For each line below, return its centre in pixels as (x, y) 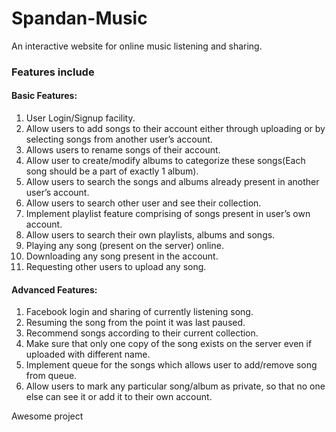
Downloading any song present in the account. (122, 256)
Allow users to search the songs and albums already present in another (172, 182)
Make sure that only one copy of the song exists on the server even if (169, 344)
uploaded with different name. (88, 354)
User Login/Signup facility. (80, 118)
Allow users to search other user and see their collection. (143, 203)
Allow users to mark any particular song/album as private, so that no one (175, 386)
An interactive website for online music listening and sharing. (137, 46)
